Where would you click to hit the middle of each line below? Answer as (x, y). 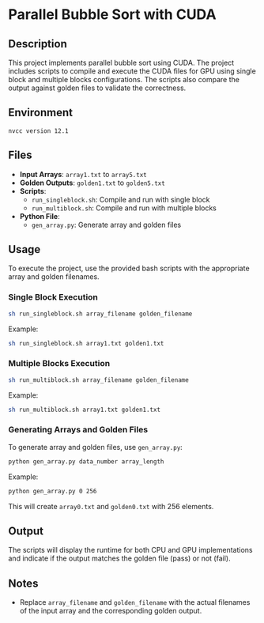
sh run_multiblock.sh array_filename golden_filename (99, 380)
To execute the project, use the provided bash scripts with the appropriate (129, 268)
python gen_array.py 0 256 (53, 491)
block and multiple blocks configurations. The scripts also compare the (124, 79)
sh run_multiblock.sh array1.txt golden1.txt (84, 410)
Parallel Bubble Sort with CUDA (112, 15)
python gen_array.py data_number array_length (86, 461)
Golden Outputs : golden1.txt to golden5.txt (92, 183)
